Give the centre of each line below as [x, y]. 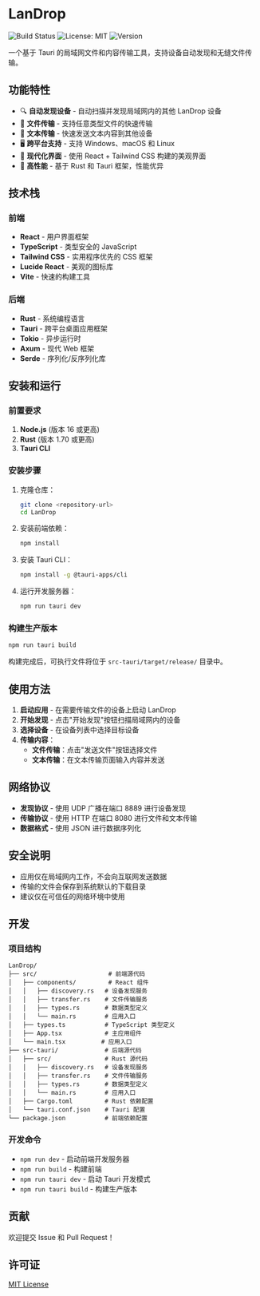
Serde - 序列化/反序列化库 [63, 358]
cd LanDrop [38, 512]
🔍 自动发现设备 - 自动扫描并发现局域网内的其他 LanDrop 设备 [120, 111]
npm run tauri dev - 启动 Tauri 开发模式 [85, 1179]
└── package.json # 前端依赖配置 [78, 1119]
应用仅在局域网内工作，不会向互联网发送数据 [93, 876]
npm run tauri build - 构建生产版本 [79, 1189]
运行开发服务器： [48, 591]
